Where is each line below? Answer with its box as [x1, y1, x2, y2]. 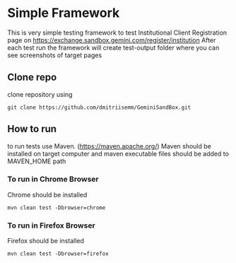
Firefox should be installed [7, 237, 85, 245]
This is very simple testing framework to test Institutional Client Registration [7, 28, 228, 37]
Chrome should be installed [7, 190, 88, 199]
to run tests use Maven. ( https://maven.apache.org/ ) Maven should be [7, 141, 212, 150]
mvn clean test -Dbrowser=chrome [7, 204, 106, 211]
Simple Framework [7, 5, 120, 21]
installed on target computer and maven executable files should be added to [7, 149, 230, 158]
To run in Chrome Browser [7, 175, 99, 185]
